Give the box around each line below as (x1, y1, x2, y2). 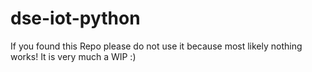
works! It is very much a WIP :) (10, 50, 137, 62)
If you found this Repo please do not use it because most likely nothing (10, 40, 303, 52)
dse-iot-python (10, 7, 141, 30)
